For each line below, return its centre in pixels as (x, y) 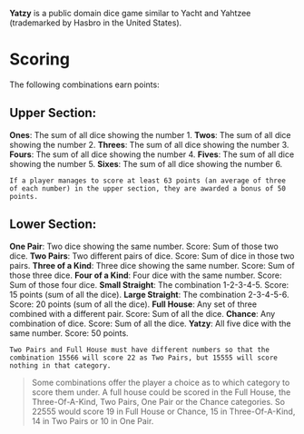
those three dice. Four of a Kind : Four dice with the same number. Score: (146, 275)
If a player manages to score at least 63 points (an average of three (147, 181)
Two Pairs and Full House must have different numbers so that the (140, 350)
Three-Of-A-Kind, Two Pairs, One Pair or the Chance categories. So (158, 401)
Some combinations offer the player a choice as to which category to (161, 382)
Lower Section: (53, 225)
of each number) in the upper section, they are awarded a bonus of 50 (147, 188)
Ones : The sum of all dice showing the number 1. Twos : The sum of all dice (151, 134)
